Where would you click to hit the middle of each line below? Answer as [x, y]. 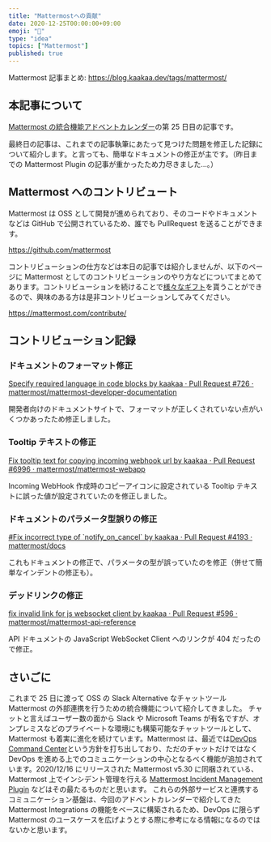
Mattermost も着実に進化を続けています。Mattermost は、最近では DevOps [133, 739]
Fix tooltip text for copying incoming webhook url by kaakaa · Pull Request [132, 460]
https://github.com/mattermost [60, 250]
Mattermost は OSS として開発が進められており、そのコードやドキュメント [133, 213]
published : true [36, 53]
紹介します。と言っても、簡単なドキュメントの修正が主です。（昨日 [140, 154]
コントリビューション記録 [72, 341]
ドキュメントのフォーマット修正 [71, 365]
